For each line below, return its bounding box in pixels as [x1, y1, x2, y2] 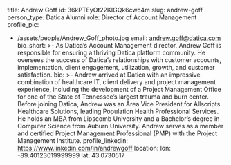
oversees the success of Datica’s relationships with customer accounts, [17, 56, 222, 64]
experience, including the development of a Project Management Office [17, 86, 221, 93]
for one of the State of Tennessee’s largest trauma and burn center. [17, 93, 210, 101]
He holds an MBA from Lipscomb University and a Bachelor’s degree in [17, 115, 220, 123]
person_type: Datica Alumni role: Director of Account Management [7, 13, 197, 21]
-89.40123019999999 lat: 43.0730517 [17, 151, 125, 159]
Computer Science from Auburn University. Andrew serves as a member [17, 122, 224, 130]
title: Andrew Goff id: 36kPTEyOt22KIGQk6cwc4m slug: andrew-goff [7, 6, 203, 14]
